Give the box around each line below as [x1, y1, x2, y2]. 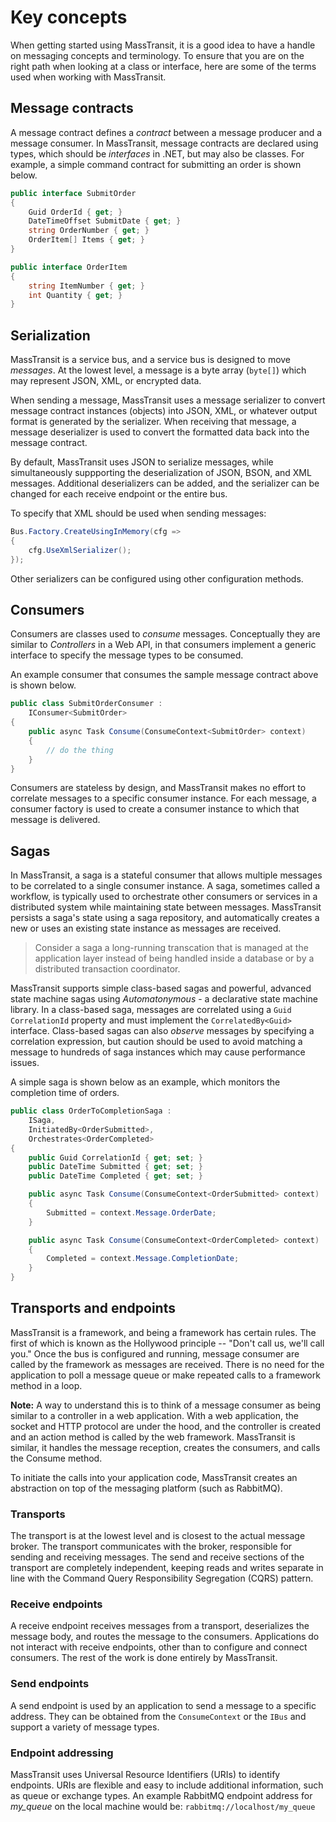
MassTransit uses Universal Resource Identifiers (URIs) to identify [10, 1769, 281, 1781]
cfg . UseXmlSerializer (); [28, 545, 132, 555]
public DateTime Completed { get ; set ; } [28, 1171, 203, 1181]
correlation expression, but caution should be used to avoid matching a [10, 1036, 303, 1048]
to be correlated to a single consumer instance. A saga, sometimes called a [10, 880, 321, 892]
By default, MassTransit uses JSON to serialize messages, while [10, 456, 274, 468]
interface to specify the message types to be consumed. [10, 649, 244, 661]
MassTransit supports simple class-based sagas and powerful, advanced [10, 982, 312, 995]
